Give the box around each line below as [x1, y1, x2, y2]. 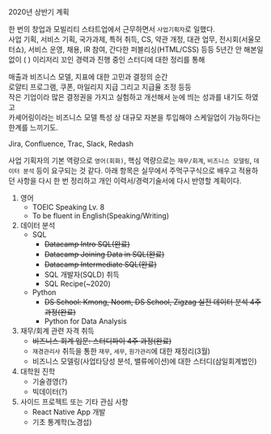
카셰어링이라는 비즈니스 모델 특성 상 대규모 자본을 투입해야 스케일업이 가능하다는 [8, 113, 261, 122]
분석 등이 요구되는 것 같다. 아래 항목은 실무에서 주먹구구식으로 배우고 [23, 165, 237, 175]
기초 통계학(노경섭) [32, 417, 92, 427]
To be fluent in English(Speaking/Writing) [32, 211, 170, 221]
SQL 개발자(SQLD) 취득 [44, 270, 120, 279]
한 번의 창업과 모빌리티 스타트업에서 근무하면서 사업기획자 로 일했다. [8, 24, 216, 34]
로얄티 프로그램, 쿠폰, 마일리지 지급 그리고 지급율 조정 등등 [8, 82, 192, 92]
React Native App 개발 [32, 407, 106, 416]
